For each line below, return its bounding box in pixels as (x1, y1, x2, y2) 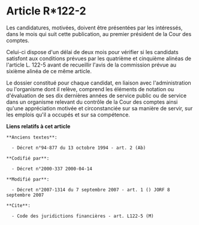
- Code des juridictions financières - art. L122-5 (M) (11, 213, 154, 219)
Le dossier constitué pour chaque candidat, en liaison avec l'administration (6, 79, 192, 86)
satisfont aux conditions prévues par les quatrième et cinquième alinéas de (6, 55, 192, 62)
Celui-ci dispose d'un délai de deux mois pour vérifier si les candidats (6, 48, 179, 55)
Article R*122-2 (6, 4, 86, 18)
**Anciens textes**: (6, 134, 58, 140)
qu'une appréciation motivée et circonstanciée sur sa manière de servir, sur (6, 104, 193, 112)
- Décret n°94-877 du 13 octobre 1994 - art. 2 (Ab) (11, 145, 146, 151)
